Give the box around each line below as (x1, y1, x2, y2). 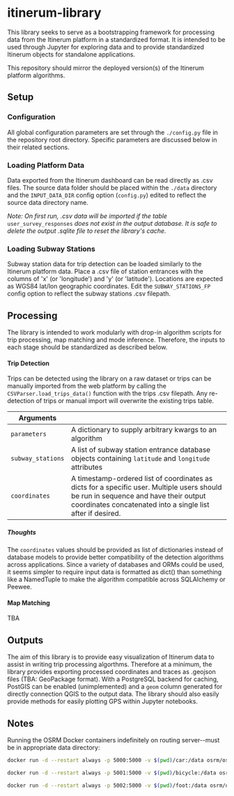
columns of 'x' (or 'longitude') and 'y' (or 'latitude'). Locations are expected (7, 275, 223, 283)
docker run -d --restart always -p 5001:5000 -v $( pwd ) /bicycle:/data (7, 769, 217, 776)
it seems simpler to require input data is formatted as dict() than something (7, 568, 222, 576)
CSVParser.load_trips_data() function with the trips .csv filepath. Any (7, 389, 208, 398)
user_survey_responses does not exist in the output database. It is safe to (7, 219, 217, 227)
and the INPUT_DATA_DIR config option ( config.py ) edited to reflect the (7, 190, 207, 199)
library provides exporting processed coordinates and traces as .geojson (7, 668, 216, 676)
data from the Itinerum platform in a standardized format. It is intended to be (7, 35, 226, 43)
